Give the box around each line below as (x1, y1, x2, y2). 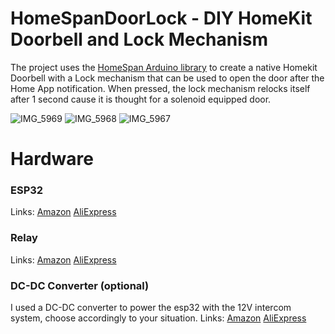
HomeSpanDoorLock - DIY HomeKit (10, 7, 313, 30)
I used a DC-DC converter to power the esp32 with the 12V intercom (10, 302, 292, 314)
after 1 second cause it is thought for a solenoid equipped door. (10, 93, 272, 105)
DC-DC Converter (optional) (10, 278, 150, 292)
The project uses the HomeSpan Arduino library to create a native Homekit (10, 61, 318, 73)
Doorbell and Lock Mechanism (10, 28, 269, 51)
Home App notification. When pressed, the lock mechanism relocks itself (10, 82, 311, 94)
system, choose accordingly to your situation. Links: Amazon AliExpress (10, 312, 307, 324)
